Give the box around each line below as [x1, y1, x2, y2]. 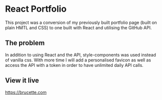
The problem [5, 39, 45, 47]
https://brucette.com [5, 89, 47, 95]
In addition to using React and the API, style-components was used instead [5, 52, 156, 58]
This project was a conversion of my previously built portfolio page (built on [5, 20, 157, 25]
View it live [5, 77, 39, 85]
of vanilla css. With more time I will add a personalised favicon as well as [5, 57, 151, 63]
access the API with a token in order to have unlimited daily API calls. [5, 62, 144, 68]
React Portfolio [5, 3, 67, 15]
